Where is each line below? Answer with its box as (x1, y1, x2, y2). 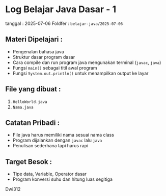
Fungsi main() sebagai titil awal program (12, 64, 98, 71)
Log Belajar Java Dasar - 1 (5, 4, 117, 15)
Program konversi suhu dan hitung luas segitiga (12, 176, 113, 182)
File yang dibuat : (5, 85, 61, 93)
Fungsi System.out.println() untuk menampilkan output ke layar (12, 70, 149, 76)
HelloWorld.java (12, 99, 47, 105)
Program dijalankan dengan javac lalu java (12, 137, 102, 143)
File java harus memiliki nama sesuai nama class (12, 132, 115, 138)
